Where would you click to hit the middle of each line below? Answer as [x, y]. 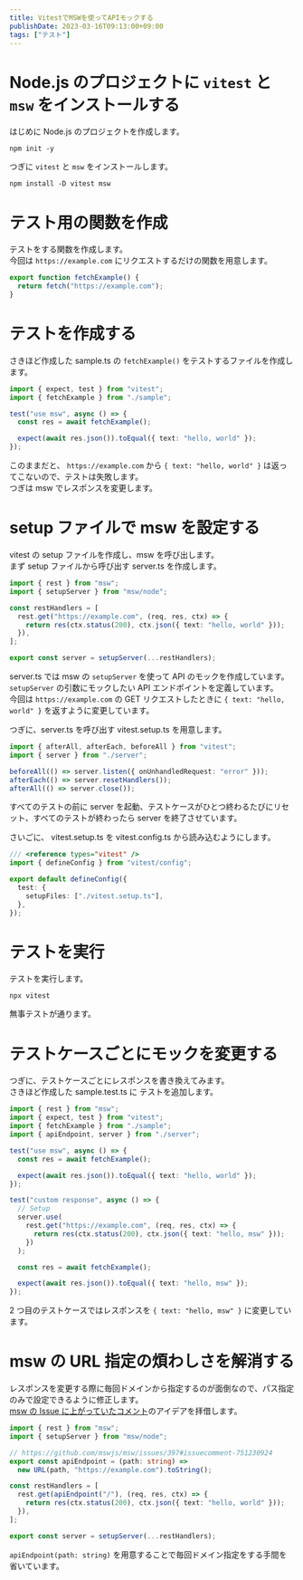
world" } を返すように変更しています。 [82, 710]
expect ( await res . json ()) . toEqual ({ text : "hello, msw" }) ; [133, 1283]
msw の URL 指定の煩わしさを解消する [152, 1361]
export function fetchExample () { [75, 278]
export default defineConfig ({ [68, 879]
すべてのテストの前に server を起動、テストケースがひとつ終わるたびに [142, 807]
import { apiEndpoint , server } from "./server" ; [105, 1135]
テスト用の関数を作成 [89, 222]
